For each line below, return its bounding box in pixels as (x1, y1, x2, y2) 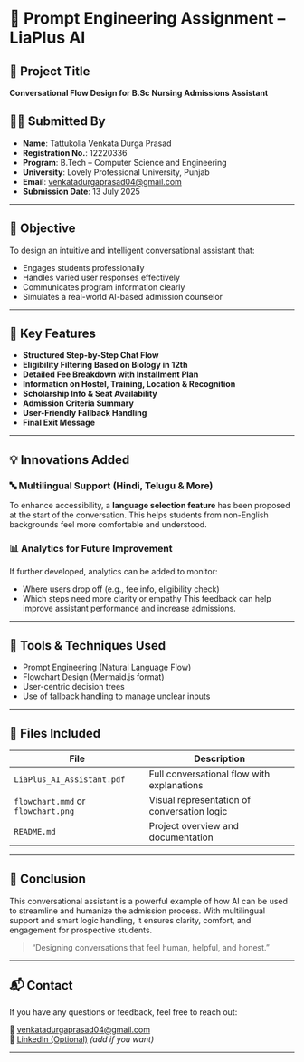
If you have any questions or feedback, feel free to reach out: (9, 1006, 238, 1018)
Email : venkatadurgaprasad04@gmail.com (22, 176, 183, 187)
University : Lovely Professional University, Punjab (22, 167, 210, 178)
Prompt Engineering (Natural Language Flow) (22, 661, 192, 673)
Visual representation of (148, 794, 252, 806)
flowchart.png (14, 806, 75, 816)
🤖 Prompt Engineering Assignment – (9, 8, 286, 29)
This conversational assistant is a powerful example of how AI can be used (9, 895, 288, 906)
